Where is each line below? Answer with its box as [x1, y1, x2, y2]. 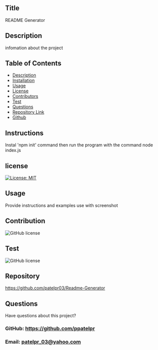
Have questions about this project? [5, 313, 76, 319]
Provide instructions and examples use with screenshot [5, 202, 118, 208]
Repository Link [12, 109, 45, 115]
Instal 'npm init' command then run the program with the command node [5, 142, 154, 148]
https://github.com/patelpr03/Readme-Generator [5, 285, 105, 291]
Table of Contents [5, 59, 62, 68]
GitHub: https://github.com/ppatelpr [5, 325, 95, 332]
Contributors [12, 93, 39, 99]
